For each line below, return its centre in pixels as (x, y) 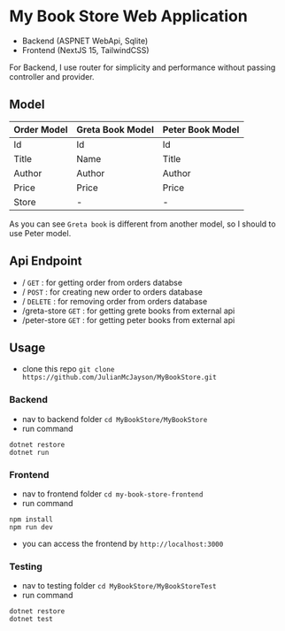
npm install (31, 519)
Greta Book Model (116, 129)
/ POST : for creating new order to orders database (112, 292)
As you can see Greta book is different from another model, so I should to (142, 224)
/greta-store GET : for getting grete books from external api (128, 311)
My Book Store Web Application (128, 16)
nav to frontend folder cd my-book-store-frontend (112, 494)
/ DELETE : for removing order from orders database (115, 301)
